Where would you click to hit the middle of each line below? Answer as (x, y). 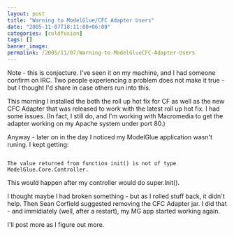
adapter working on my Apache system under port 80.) (86, 123)
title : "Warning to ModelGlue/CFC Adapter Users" (81, 20)
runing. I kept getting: (38, 144)
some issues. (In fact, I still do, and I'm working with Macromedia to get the (115, 116)
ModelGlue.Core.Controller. (48, 169)
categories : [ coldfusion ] (45, 33)
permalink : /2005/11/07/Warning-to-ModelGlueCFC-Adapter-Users (101, 53)
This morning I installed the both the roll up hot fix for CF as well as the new (116, 101)
